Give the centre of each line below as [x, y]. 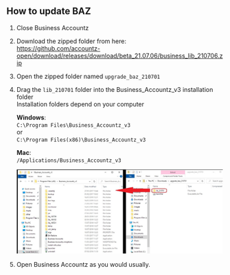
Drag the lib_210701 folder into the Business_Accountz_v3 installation [115, 89]
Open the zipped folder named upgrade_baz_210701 [88, 76]
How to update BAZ [49, 11]
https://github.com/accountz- [58, 48]
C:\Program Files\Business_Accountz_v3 [73, 125]
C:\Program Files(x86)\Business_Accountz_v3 [81, 140]
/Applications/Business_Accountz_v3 [69, 160]
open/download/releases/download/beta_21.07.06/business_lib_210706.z [119, 56]
